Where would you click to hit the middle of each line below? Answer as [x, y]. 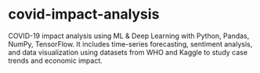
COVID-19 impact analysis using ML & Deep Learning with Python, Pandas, [129, 36]
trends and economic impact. [56, 61]
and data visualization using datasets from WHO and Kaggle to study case [128, 52]
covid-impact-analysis [84, 14]
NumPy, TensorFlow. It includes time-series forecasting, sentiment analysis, [130, 43]
